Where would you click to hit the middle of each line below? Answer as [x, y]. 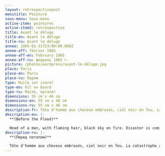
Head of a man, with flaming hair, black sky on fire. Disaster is [80, 128]
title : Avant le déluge [29, 32]
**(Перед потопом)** [30, 137]
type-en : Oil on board [28, 87]
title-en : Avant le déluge [33, 37]
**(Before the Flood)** [34, 119]
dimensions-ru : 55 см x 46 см [36, 105]
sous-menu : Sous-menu [27, 19]
